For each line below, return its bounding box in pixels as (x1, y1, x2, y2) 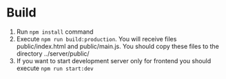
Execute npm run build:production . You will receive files (16, 34, 177, 43)
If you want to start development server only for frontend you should (16, 56, 212, 65)
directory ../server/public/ (16, 49, 90, 58)
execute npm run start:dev (16, 64, 94, 72)
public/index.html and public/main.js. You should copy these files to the (16, 42, 220, 50)
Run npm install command (16, 27, 94, 36)
